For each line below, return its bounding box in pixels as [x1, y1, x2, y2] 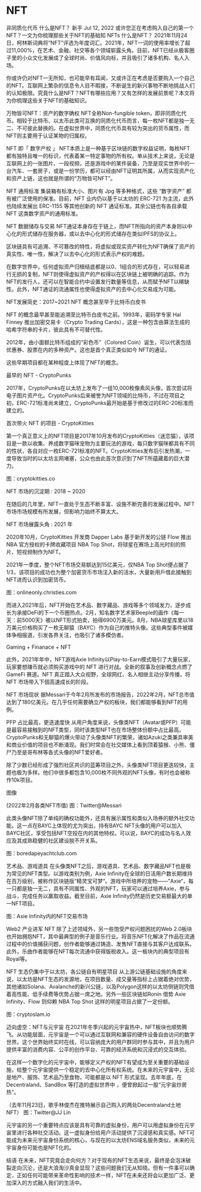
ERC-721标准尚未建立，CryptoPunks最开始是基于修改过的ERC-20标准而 [16, 399, 194, 406]
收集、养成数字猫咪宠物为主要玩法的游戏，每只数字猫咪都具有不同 [32, 440, 195, 447]
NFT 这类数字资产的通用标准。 [6, 210, 81, 217]
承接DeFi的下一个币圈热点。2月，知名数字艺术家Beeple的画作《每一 [16, 609, 185, 616]
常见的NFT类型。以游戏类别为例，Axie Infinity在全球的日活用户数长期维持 [11, 870, 193, 877]
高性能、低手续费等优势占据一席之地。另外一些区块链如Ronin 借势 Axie [11, 990, 186, 997]
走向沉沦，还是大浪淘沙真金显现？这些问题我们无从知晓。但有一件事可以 [11, 1164, 190, 1171]
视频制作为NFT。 [22, 548, 64, 555]
